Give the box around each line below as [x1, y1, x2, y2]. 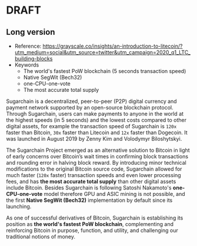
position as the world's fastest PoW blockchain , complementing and [6, 221, 174, 227]
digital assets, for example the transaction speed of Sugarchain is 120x [6, 123, 177, 129]
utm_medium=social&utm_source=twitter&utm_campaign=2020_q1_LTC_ [14, 49, 191, 56]
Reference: [14, 42, 42, 49]
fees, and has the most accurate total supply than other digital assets [6, 178, 176, 185]
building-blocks [14, 55, 53, 62]
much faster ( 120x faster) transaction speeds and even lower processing [6, 172, 181, 178]
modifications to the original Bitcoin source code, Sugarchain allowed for [6, 165, 182, 172]
